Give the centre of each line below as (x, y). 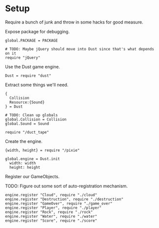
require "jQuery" (23, 57)
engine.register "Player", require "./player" (53, 208)
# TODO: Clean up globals (31, 115)
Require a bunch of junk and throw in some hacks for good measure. (74, 22)
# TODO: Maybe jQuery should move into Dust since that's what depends (79, 49)
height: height (25, 167)
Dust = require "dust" (28, 76)
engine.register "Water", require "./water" (51, 216)
